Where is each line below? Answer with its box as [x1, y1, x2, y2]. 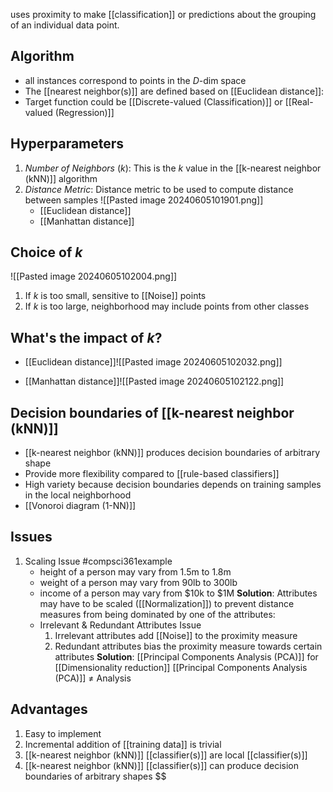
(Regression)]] [54, 106, 115, 118]
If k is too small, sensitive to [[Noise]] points [24, 290, 207, 302]
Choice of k [10, 244, 83, 261]
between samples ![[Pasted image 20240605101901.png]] [24, 194, 264, 206]
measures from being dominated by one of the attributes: [39, 608, 276, 620]
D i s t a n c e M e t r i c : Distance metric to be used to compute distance [24, 183, 294, 195]
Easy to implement [24, 727, 102, 739]
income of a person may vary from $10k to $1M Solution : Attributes [39, 587, 318, 599]
